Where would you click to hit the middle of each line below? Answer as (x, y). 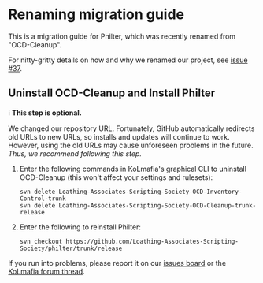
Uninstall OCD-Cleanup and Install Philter (111, 93)
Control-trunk (43, 199)
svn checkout (41, 241)
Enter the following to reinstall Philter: (80, 227)
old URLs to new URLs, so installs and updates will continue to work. (119, 136)
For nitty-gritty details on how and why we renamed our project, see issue (128, 60)
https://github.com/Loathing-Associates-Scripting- (152, 241)
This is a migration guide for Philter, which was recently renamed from (122, 36)
